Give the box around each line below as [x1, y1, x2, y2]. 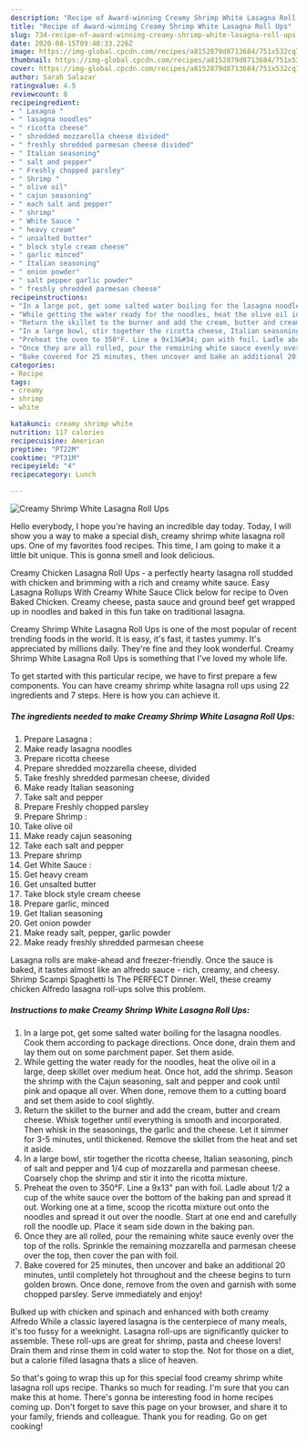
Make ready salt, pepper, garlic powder [23, 926, 171, 938]
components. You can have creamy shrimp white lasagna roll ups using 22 [10, 680, 290, 690]
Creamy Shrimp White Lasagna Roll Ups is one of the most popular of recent [10, 624, 297, 634]
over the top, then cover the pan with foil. [23, 1250, 179, 1261]
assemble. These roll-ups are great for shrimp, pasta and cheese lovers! [10, 1335, 281, 1346]
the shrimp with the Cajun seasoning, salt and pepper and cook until [23, 1076, 281, 1087]
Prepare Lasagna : [23, 733, 93, 744]
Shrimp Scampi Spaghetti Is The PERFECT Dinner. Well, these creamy [10, 974, 271, 985]
